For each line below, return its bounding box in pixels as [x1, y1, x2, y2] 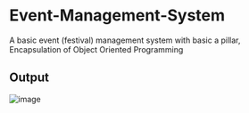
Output [9, 70, 49, 85]
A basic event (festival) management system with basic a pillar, [9, 35, 241, 45]
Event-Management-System [9, 5, 226, 26]
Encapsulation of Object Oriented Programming [9, 44, 184, 54]
